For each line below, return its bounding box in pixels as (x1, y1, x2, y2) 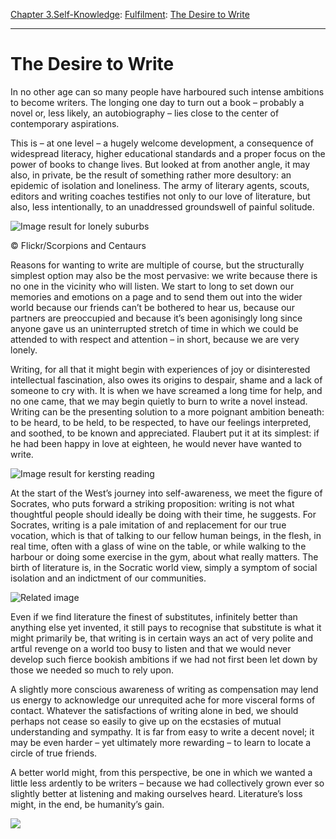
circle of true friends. (10, 747, 98, 759)
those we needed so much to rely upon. (10, 664, 175, 676)
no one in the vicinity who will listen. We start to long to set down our (10, 280, 295, 292)
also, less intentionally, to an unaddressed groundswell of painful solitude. (10, 200, 315, 213)
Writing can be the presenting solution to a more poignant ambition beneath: (10, 405, 325, 418)
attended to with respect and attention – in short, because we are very (10, 333, 300, 345)
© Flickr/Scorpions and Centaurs (10, 239, 147, 251)
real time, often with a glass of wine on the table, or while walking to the (10, 540, 307, 552)
